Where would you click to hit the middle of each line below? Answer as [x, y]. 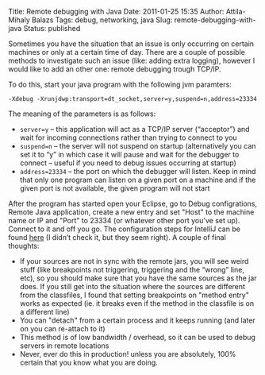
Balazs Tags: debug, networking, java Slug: [102, 20]
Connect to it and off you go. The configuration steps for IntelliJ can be [124, 229]
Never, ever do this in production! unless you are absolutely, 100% [128, 354]
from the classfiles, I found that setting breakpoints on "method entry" [134, 295]
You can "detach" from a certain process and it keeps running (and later [137, 320]
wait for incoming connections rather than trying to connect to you [128, 137]
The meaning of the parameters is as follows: [82, 114]
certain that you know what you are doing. [89, 362]
